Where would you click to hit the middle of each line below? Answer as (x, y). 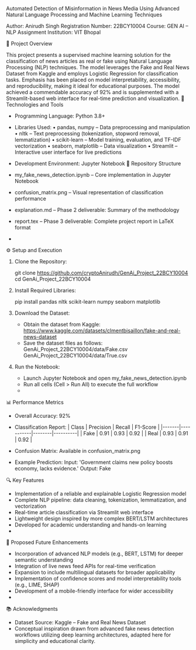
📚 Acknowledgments (32, 609)
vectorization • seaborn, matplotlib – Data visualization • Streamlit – (96, 146)
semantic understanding (44, 560)
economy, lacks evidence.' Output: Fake (63, 468)
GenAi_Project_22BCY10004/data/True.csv (75, 355)
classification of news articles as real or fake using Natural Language (89, 61)
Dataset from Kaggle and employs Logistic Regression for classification (92, 73)
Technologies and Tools (35, 104)
